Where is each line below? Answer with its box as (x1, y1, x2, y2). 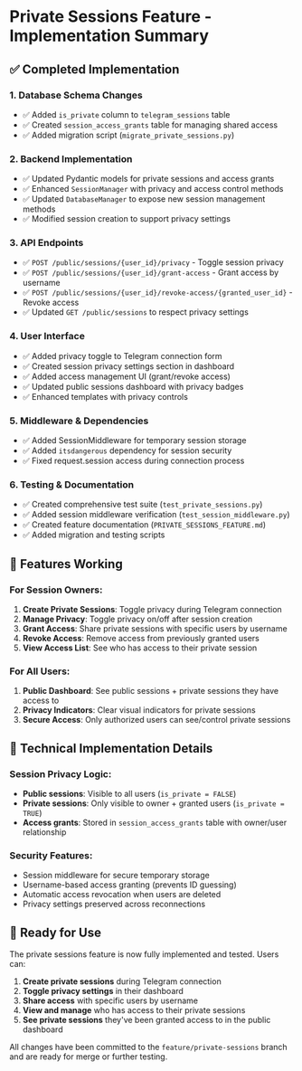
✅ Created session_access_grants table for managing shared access (22, 119, 278, 130)
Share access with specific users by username (22, 995, 199, 1006)
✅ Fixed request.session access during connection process (22, 455, 245, 467)
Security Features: (9, 848, 93, 861)
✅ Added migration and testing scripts (22, 529, 165, 540)
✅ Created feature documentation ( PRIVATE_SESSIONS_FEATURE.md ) (22, 519, 267, 530)
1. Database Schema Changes (9, 89, 143, 101)
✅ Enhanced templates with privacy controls (22, 391, 188, 402)
